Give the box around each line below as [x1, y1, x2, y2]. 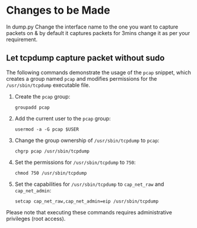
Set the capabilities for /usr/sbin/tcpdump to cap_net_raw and [14, 180, 164, 188]
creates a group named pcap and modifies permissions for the [6, 75, 157, 82]
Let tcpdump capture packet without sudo [6, 53, 165, 63]
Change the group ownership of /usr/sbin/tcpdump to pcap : [14, 137, 160, 144]
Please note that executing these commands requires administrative [6, 208, 172, 216]
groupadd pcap [14, 104, 50, 110]
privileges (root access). [6, 215, 66, 222]
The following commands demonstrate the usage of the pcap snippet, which [6, 69, 191, 76]
